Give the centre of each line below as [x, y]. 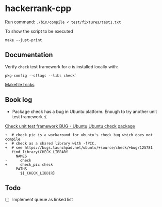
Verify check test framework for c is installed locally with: [62, 66]
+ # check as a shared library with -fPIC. [51, 143]
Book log [19, 100]
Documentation [29, 55]
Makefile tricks [20, 84]
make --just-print [24, 40]
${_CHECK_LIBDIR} [38, 173]
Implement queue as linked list [42, 200]
